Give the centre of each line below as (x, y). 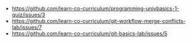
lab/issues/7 (27, 27)
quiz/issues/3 (29, 15)
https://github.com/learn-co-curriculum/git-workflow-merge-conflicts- (99, 21)
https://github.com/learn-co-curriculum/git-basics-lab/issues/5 (89, 34)
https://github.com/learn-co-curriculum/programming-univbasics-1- (95, 9)
